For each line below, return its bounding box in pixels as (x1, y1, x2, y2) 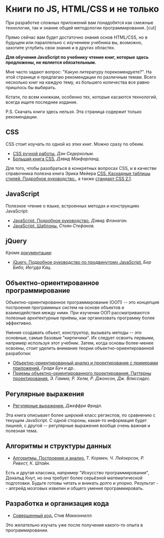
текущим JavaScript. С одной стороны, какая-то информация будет (5, 418, 147, 423)
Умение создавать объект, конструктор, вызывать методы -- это (5, 329, 142, 336)
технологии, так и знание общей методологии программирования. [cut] (5, 24, 156, 30)
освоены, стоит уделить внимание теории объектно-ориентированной (5, 345, 154, 351)
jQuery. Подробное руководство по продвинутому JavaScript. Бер (12, 259, 151, 265)
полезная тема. (5, 428, 38, 434)
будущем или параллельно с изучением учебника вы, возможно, (5, 39, 143, 45)
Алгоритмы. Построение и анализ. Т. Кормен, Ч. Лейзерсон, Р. (12, 455, 145, 461)
